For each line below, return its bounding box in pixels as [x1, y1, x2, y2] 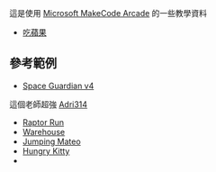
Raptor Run [22, 116, 65, 128]
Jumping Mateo [22, 136, 81, 147]
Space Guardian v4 [22, 80, 94, 91]
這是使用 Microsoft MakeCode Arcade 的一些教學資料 [9, 8, 208, 18]
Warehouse [22, 126, 66, 137]
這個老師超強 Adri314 [9, 98, 88, 110]
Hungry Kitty [22, 145, 70, 156]
